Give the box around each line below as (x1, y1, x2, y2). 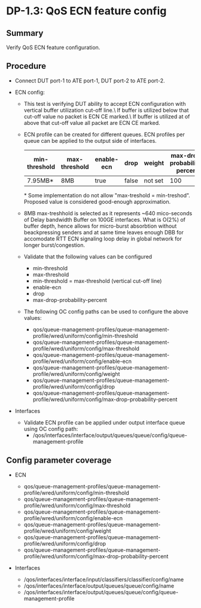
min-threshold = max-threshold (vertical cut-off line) (32, 277, 162, 285)
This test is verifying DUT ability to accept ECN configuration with (23, 100, 186, 107)
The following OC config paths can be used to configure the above (23, 308, 188, 315)
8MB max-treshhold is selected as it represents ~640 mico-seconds (23, 209, 193, 216)
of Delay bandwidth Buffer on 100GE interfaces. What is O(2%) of (23, 216, 186, 223)
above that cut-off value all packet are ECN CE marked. (23, 119, 160, 126)
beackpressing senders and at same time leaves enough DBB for (23, 228, 184, 236)
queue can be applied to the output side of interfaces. (23, 137, 157, 144)
